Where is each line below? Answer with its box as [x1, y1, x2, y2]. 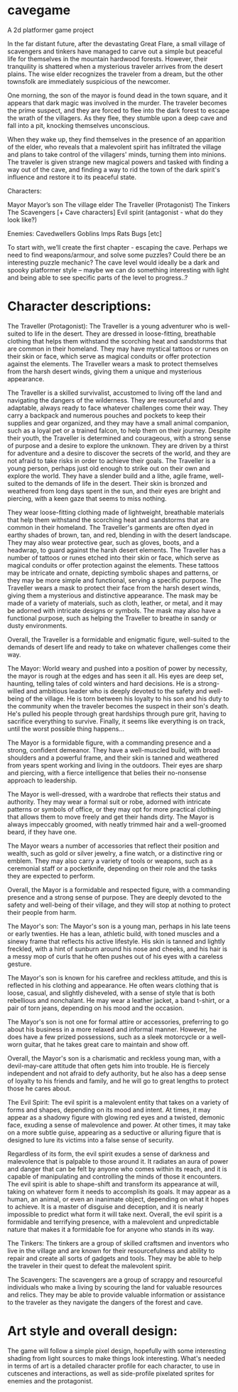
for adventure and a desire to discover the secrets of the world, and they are [7, 449, 231, 457]
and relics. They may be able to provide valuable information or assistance [7, 1290, 225, 1299]
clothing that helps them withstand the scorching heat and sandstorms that [7, 336, 227, 345]
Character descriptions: [7, 298, 151, 314]
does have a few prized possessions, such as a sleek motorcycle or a [7, 1032, 211, 1041]
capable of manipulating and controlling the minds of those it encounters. [7, 1172, 222, 1181]
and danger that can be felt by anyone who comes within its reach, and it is [7, 1164, 227, 1173]
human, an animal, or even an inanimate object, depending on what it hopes [7, 1194, 229, 1204]
